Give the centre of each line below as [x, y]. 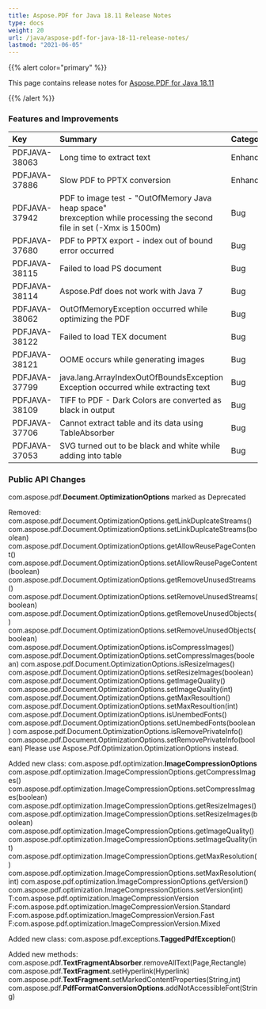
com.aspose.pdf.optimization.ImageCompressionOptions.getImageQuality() [131, 831]
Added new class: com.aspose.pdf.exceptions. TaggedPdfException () [122, 938]
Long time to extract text [104, 158]
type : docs [26, 23]
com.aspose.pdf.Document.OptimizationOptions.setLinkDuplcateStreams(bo [133, 529]
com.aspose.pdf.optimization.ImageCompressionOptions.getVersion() [135, 881]
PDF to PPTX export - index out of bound [136, 241]
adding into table [91, 456]
